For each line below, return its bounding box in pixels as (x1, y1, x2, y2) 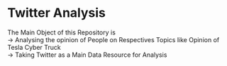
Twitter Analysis (7, 5, 106, 21)
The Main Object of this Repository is (7, 28, 116, 37)
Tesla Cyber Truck (7, 43, 62, 51)
